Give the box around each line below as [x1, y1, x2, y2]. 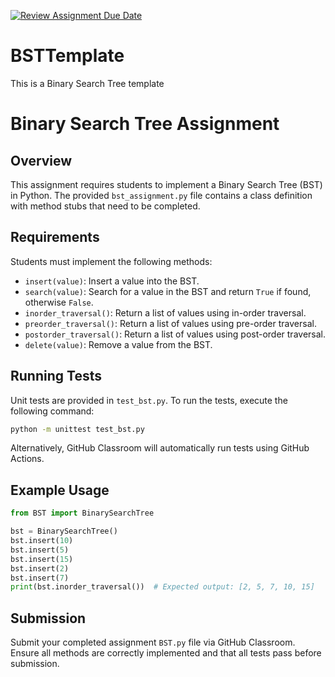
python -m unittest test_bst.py [10, 424, 145, 434]
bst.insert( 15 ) [10, 554, 74, 564]
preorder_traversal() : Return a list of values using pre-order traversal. [24, 317, 317, 329]
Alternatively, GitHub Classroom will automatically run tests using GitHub [10, 442, 310, 454]
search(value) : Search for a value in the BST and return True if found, [24, 285, 312, 297]
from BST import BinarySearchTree [10, 508, 155, 519]
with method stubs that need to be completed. [10, 200, 201, 212]
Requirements [10, 229, 100, 246]
